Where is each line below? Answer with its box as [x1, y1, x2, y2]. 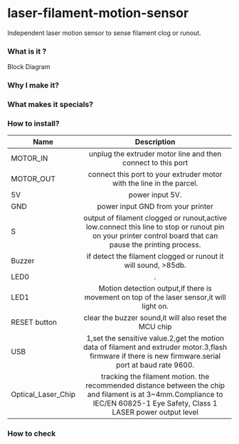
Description [134, 137, 176, 147]
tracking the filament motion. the [100, 372, 210, 382]
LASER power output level [112, 408, 199, 418]
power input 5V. [128, 190, 182, 200]
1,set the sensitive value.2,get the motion [86, 334, 224, 344]
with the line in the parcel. [112, 178, 198, 188]
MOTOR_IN [11, 153, 48, 163]
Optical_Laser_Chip [11, 390, 76, 400]
